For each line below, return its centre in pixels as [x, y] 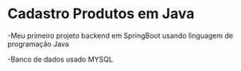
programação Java [38, 43]
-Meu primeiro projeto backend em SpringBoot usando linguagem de [120, 35]
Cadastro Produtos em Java [101, 14]
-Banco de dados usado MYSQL [60, 59]
